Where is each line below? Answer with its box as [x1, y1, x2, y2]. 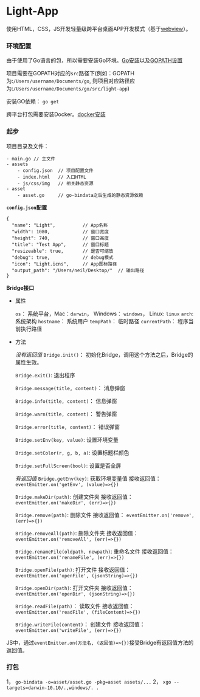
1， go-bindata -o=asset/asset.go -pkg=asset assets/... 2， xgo [6, 678, 171, 685]
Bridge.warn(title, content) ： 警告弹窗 [15, 410, 117, 417]
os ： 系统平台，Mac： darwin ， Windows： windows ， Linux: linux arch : [15, 310, 194, 317]
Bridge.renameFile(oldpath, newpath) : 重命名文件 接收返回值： [15, 548, 174, 555]
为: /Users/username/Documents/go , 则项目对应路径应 [6, 77, 136, 84]
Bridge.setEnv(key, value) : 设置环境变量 [15, 436, 119, 443]
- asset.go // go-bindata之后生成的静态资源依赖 [17, 192, 143, 198]
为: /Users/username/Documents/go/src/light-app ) [6, 85, 129, 92]
